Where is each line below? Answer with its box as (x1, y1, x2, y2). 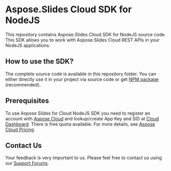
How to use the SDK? (5, 57, 74, 66)
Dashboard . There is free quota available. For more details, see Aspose (5, 121, 155, 127)
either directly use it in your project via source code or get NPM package (5, 76, 159, 82)
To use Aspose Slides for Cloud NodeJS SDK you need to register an (5, 110, 151, 116)
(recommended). (5, 81, 41, 88)
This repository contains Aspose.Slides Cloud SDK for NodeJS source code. (5, 31, 166, 37)
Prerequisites (5, 96, 49, 105)
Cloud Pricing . (5, 126, 35, 133)
